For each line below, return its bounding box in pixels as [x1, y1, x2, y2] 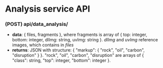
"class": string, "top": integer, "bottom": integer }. [12, 57, 111, 64]
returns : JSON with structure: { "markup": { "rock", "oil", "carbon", [12, 47, 145, 53]
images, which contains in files [12, 42, 74, 48]
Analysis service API [5, 3, 91, 15]
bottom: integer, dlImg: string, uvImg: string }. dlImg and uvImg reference [12, 37, 158, 43]
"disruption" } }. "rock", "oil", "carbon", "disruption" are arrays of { [12, 52, 144, 58]
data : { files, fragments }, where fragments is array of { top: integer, [12, 32, 147, 37]
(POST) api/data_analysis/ [5, 21, 68, 28]
